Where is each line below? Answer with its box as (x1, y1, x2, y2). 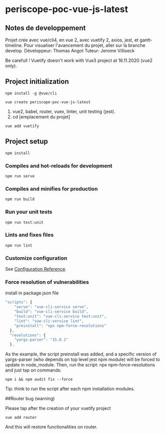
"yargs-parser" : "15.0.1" (14, 337, 69, 342)
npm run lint (5, 243, 33, 248)
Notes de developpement (5, 24, 86, 32)
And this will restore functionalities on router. (5, 424, 98, 430)
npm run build (5, 197, 35, 202)
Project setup (5, 137, 49, 146)
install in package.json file (5, 290, 59, 296)
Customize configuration (5, 255, 68, 262)
